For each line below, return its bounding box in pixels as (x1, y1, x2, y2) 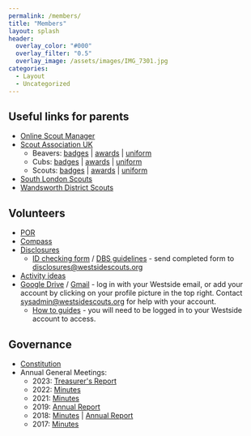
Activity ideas (19, 271, 66, 280)
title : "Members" (8, 19, 67, 28)
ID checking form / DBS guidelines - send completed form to (32, 254, 235, 263)
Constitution (19, 358, 62, 369)
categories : (8, 65, 49, 73)
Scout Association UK (19, 139, 93, 150)
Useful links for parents (8, 109, 130, 123)
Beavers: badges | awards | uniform (32, 148, 152, 158)
